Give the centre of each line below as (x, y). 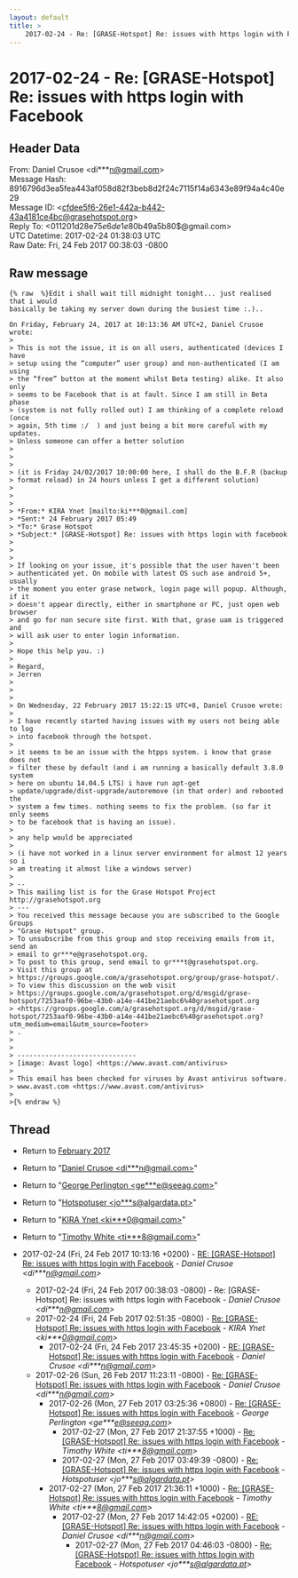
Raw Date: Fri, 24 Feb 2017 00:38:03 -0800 (89, 245)
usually (24, 582)
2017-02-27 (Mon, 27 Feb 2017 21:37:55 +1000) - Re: (158, 1432)
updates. (25, 434)
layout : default (39, 17)
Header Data (45, 148)
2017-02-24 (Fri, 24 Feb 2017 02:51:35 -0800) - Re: (129, 1319)
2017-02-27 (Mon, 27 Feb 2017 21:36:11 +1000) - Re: (144, 1488)
